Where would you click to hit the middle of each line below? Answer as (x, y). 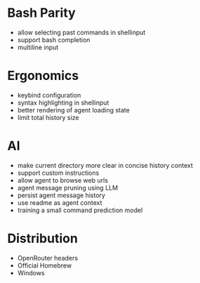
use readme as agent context (60, 202)
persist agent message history (61, 195)
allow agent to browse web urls (63, 180)
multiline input (38, 47)
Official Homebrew (45, 265)
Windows (31, 272)
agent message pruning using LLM (67, 187)
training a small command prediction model (80, 210)
